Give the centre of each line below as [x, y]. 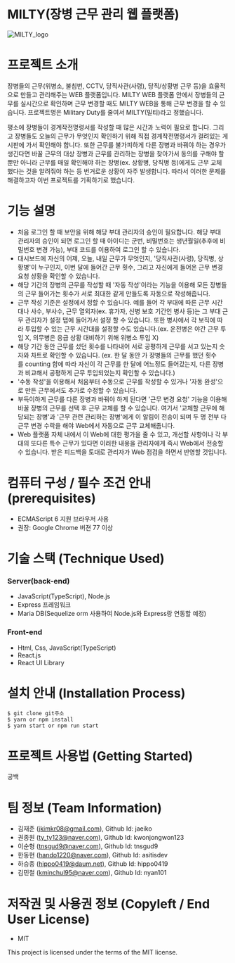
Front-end [25, 632]
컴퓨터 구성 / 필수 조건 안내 [79, 483]
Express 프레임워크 [44, 605]
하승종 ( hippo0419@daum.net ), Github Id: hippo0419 [93, 864]
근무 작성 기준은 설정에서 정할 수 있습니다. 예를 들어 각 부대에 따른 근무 [114, 302]
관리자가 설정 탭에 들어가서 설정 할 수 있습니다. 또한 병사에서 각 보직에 [120, 320]
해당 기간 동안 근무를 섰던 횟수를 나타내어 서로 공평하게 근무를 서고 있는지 [117, 346]
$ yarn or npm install [40, 720]
